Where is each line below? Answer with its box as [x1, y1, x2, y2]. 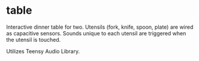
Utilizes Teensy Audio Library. [6, 47, 80, 54]
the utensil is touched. [6, 36, 61, 43]
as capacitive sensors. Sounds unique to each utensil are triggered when [6, 29, 186, 36]
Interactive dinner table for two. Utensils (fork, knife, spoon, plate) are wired [6, 23, 194, 30]
